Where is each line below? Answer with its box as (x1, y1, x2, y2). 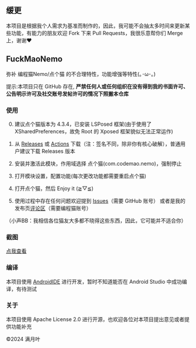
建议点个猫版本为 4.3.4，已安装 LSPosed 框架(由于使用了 (14, 120, 152, 128)
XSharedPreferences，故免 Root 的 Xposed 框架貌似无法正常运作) (14, 128, 173, 135)
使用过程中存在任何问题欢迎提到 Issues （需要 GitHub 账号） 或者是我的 (14, 197, 185, 204)
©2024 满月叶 (6, 335, 41, 342)
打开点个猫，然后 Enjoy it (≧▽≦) (14, 185, 94, 192)
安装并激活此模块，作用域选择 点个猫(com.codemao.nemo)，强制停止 (14, 160, 182, 167)
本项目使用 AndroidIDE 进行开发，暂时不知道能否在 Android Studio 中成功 (6, 278, 182, 285)
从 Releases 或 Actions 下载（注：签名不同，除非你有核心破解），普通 (14, 140, 181, 147)
